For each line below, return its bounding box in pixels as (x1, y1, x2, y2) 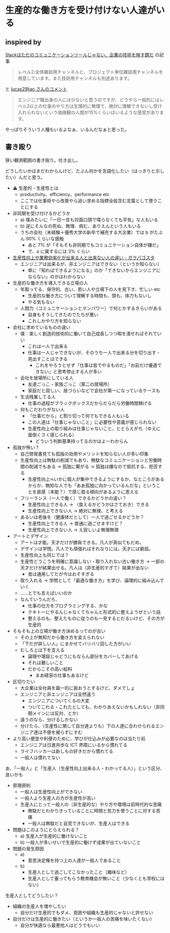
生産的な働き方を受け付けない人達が (5, 5, 156, 16)
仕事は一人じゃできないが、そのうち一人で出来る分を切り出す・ (27, 349, 161, 355)
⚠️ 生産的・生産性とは (12, 185, 59, 191)
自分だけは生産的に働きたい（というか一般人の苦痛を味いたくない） (12, 916, 155, 922)
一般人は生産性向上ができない (20, 788, 82, 795)
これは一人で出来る (27, 343, 68, 349)
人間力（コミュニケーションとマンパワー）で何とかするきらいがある (20, 305, 162, 311)
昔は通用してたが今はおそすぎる (27, 571, 95, 577)
